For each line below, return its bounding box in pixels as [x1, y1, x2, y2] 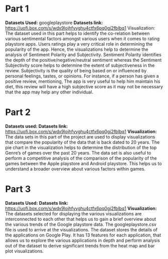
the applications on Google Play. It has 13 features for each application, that [5, 232, 161, 238]
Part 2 [5, 106, 31, 118]
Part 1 [5, 3, 29, 15]
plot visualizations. [5, 248, 44, 254]
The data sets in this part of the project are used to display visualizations [5, 134, 155, 140]
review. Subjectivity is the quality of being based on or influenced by [5, 67, 147, 73]
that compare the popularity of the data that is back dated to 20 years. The [5, 139, 160, 145]
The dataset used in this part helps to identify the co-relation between [5, 30, 150, 36]
